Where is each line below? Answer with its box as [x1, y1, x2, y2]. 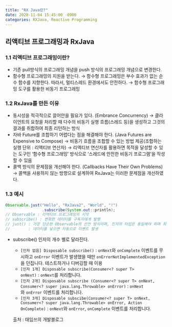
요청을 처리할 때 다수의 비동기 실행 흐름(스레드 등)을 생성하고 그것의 [30, 119, 165, 125]
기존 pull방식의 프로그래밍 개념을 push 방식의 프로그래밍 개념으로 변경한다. [12, 67, 162, 73]
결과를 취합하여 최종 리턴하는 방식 [12, 125, 80, 131]
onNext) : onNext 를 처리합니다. [20, 272, 82, 278]
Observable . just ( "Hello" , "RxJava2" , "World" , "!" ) [5, 202, 118, 208]
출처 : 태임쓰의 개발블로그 [12, 316, 64, 322]
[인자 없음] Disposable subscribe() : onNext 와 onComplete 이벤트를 [20, 247, 158, 253]
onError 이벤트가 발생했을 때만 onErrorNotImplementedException [34, 253, 165, 259]
